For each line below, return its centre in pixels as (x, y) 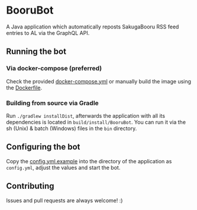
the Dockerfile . (24, 88)
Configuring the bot (43, 147)
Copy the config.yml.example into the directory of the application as (89, 161)
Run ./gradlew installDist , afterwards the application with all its (86, 115)
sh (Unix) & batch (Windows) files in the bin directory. (72, 128)
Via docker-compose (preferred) (54, 69)
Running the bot (36, 52)
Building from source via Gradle (52, 103)
